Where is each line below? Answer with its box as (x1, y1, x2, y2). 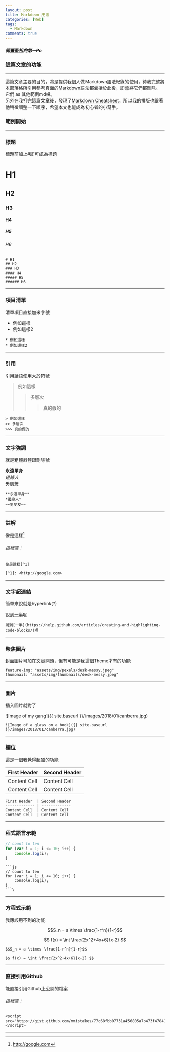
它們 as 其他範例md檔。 (5, 91, 55, 97)
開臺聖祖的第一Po (5, 47, 42, 53)
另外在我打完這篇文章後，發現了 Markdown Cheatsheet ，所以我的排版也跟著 (5, 97, 163, 104)
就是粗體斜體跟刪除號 (5, 457, 50, 463)
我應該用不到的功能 (5, 917, 46, 923)
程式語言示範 (5, 829, 37, 836)
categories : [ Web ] (5, 17, 44, 22)
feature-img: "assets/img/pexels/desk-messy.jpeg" (5, 668, 114, 673)
